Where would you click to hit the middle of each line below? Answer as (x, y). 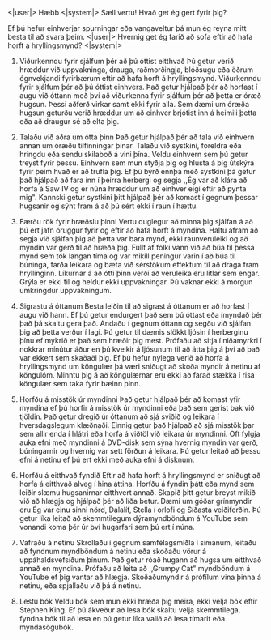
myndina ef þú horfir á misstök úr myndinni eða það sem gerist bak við (137, 408)
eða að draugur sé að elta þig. (69, 121)
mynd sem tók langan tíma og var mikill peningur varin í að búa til (127, 256)
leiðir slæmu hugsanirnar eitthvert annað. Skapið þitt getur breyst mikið (138, 493)
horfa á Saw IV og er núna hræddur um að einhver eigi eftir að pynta (133, 189)
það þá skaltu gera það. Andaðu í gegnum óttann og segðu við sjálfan (135, 323)
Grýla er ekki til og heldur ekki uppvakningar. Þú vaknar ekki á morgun (136, 282)
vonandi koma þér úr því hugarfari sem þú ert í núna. (107, 527)
